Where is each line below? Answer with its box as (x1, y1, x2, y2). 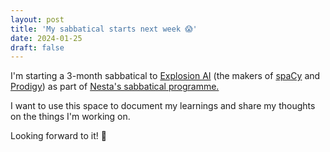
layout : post (10, 14, 65, 25)
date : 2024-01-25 (10, 33, 83, 43)
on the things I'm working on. (10, 111, 131, 123)
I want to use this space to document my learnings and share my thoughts (10, 100, 316, 112)
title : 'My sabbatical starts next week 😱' (10, 24, 198, 34)
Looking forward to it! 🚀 (10, 130, 107, 142)
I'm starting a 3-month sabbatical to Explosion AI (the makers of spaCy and (10, 70, 321, 82)
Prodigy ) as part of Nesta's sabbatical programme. (10, 81, 220, 93)
